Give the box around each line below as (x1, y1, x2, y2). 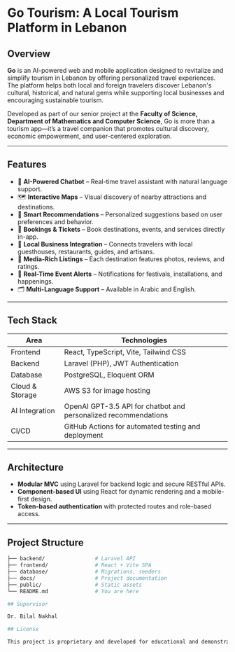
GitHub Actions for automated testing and (64, 422, 201, 431)
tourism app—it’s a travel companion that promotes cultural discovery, (7, 125, 210, 132)
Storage (10, 390, 37, 400)
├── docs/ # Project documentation (7, 574, 168, 582)
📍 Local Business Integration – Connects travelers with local (17, 240, 193, 248)
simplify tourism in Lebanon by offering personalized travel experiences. (7, 74, 216, 82)
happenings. (17, 277, 54, 285)
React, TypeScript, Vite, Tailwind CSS (64, 347, 187, 356)
